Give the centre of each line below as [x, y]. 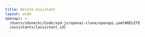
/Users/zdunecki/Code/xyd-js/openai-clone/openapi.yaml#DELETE [75, 23]
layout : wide [18, 14]
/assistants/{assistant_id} [38, 27]
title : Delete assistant [30, 9]
